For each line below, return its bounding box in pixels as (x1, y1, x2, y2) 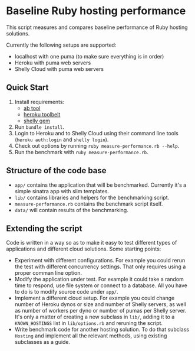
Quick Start (6, 83, 49, 93)
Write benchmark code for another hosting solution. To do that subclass (14, 326, 190, 333)
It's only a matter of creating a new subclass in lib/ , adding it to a (14, 313, 175, 320)
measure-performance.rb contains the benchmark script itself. (14, 200, 163, 207)
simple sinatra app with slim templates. (14, 187, 110, 194)
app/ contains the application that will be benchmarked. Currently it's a (14, 181, 187, 188)
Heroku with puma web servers (14, 59, 91, 66)
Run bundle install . (14, 123, 65, 131)
